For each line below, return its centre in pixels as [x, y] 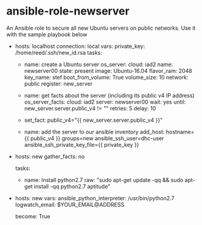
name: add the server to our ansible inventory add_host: [94, 132]
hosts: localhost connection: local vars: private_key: [80, 46]
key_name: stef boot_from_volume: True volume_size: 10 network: [106, 77]
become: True [33, 216]
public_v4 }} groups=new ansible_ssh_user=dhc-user [97, 138]
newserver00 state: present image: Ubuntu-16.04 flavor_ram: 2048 [108, 70]
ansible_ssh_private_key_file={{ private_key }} [82, 144]
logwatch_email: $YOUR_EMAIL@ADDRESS [70, 204]
